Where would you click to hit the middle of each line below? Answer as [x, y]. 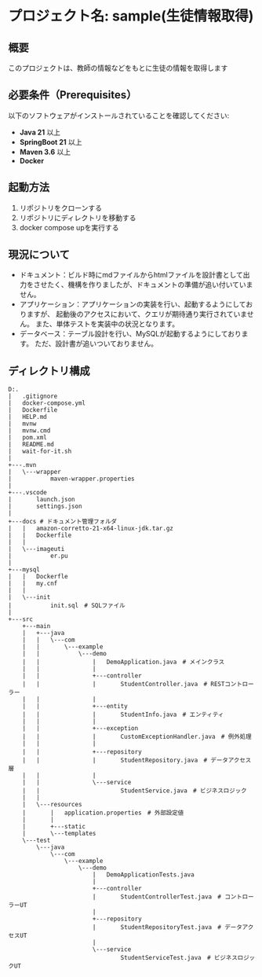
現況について [39, 255]
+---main [36, 626]
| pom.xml [27, 438]
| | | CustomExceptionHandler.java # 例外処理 [137, 737]
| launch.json [42, 500]
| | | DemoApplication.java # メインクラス [124, 662]
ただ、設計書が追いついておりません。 [96, 343]
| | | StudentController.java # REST [124, 685]
